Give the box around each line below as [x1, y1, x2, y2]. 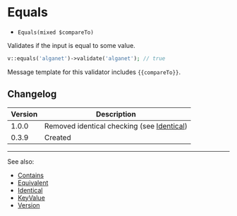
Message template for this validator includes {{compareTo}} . [7, 68, 181, 76]
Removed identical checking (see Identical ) [44, 121, 188, 131]
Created [44, 132, 72, 142]
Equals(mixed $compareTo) [17, 29, 94, 36]
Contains [17, 171, 44, 179]
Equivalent [17, 178, 49, 187]
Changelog [7, 88, 57, 100]
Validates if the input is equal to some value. [7, 41, 135, 49]
